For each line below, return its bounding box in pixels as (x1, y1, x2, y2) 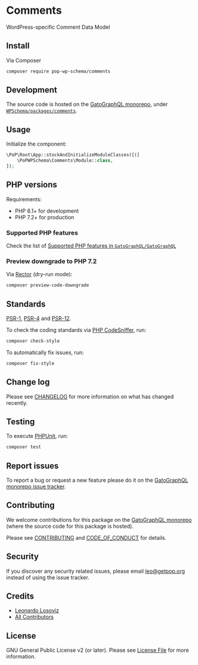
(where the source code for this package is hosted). (6, 522, 134, 530)
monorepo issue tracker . (6, 483, 66, 490)
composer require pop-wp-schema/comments (6, 68, 111, 74)
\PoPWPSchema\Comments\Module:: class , (17, 158, 113, 164)
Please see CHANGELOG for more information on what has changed (6, 393, 174, 400)
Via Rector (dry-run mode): (6, 271, 73, 278)
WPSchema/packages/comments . (6, 107, 78, 114)
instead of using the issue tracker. (6, 573, 89, 581)
